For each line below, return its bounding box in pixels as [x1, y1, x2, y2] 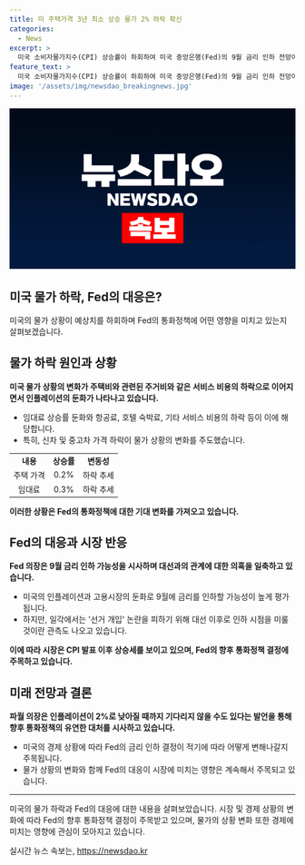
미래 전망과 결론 [9, 685, 93, 701]
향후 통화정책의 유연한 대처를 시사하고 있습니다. [9, 722, 175, 733]
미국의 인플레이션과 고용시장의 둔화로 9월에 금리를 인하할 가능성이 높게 [22, 591, 273, 603]
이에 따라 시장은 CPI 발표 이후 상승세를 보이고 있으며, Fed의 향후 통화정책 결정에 [9, 644, 289, 655]
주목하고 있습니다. [9, 656, 74, 667]
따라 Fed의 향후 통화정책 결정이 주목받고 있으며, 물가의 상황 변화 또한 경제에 [25, 815, 294, 826]
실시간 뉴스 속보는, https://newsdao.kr [9, 845, 148, 857]
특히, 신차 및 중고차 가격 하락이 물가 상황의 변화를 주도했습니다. [22, 434, 246, 445]
